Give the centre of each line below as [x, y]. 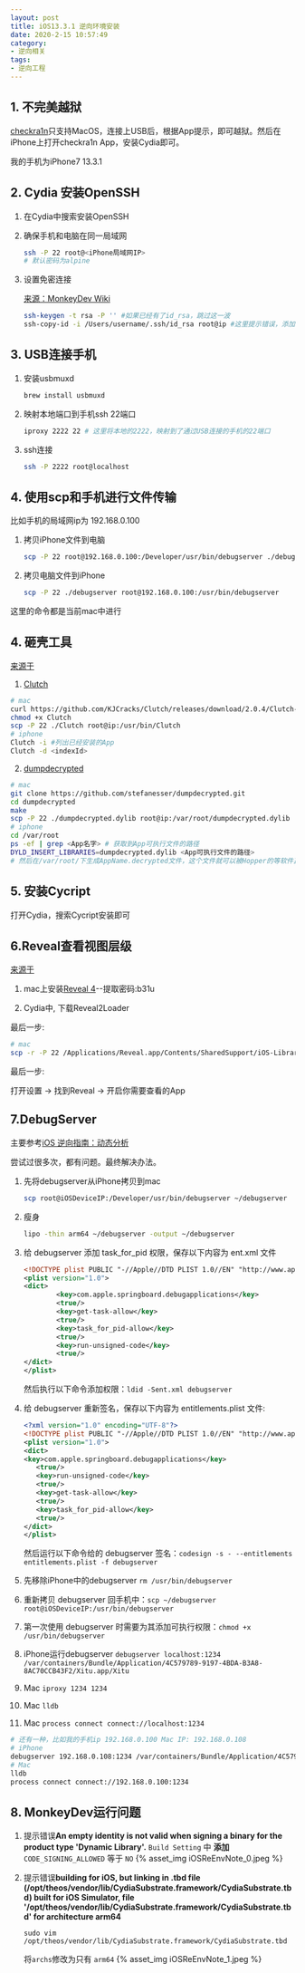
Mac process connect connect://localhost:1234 [114, 1723]
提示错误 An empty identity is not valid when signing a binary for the [153, 1836]
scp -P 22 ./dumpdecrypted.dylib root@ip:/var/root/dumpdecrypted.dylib [150, 819]
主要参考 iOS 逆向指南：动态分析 [70, 1142]
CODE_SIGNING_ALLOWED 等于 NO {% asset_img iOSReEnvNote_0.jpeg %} [153, 1859]
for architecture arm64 [77, 1917]
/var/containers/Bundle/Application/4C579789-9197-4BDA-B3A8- [143, 1663]
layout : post [35, 18]
